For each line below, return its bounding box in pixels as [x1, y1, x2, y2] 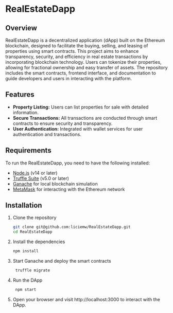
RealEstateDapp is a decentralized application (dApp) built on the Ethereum [5, 37, 165, 43]
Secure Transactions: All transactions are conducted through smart [12, 115, 158, 121]
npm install [12, 249, 39, 254]
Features [5, 90, 34, 99]
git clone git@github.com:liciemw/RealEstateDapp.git [12, 225, 131, 230]
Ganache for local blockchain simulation [12, 180, 98, 187]
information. [12, 109, 39, 116]
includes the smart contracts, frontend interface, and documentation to [5, 70, 156, 76]
